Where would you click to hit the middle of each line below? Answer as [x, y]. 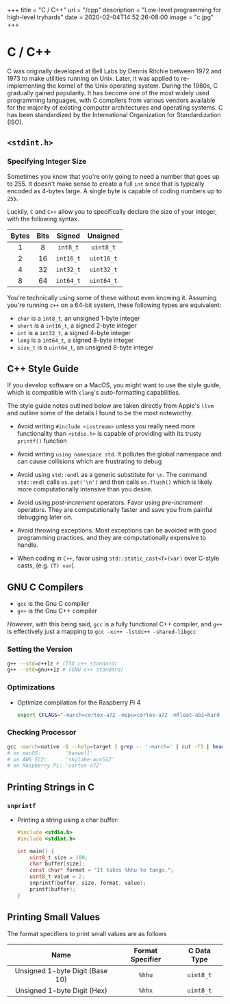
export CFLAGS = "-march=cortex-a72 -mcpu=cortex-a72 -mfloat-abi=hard [118, 715]
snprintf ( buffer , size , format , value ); [88, 883]
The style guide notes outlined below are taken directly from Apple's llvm [111, 406]
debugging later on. [45, 517]
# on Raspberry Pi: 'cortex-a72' [55, 766]
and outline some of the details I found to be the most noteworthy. [100, 413]
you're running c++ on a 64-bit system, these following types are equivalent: [114, 305]
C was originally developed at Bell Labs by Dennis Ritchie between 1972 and [114, 71]
